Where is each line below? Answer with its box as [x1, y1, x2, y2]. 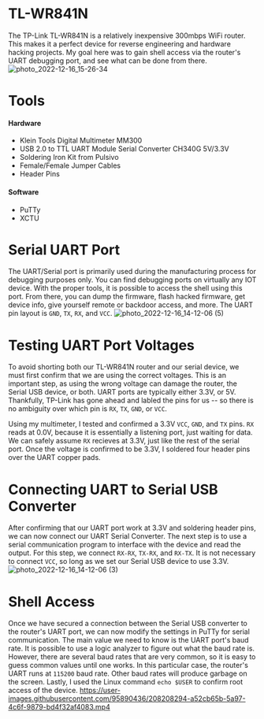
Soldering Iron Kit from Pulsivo [19, 153, 120, 162]
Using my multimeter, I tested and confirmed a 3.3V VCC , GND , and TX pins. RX [8, 419, 255, 429]
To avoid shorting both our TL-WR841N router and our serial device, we [8, 362, 240, 372]
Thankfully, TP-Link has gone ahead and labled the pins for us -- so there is [8, 395, 254, 406]
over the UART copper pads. [8, 453, 101, 462]
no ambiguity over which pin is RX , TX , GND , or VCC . [8, 404, 168, 413]
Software [8, 187, 39, 197]
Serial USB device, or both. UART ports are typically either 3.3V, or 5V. [8, 387, 236, 397]
